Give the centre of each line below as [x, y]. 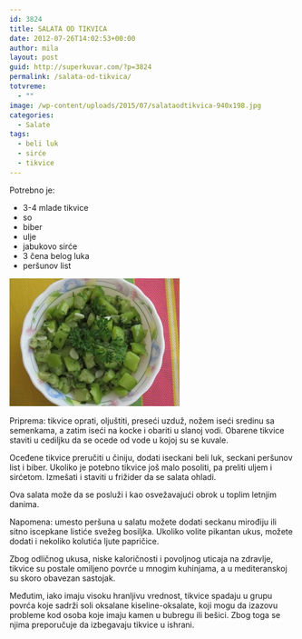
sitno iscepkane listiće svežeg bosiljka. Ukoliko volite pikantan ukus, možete [151, 531]
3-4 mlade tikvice [55, 207]
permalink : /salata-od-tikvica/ [70, 77]
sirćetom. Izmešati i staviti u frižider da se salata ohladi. [113, 476]
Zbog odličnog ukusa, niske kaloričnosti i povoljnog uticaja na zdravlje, [141, 558]
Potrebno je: [32, 190]
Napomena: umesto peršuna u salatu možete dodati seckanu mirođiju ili [143, 522]
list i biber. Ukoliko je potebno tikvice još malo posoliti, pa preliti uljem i [141, 467]
